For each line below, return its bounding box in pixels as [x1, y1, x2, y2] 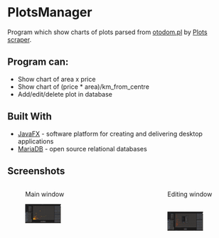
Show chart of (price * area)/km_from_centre [17, 82, 149, 91]
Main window [25, 190, 65, 199]
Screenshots [7, 165, 65, 177]
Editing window [167, 190, 213, 199]
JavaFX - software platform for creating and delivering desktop [17, 129, 203, 138]
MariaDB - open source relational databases [17, 144, 147, 153]
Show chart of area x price [17, 75, 96, 83]
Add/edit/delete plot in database [17, 90, 112, 98]
